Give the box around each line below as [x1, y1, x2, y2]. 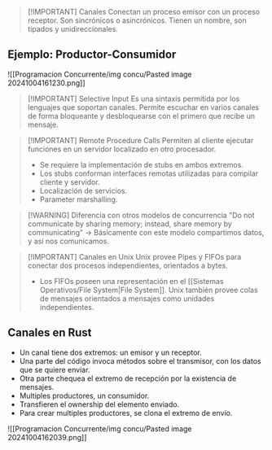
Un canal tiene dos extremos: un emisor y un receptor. [19, 347, 203, 357]
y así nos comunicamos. [27, 236, 109, 246]
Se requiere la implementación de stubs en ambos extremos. [39, 159, 243, 169]
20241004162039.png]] [7, 432, 87, 442]
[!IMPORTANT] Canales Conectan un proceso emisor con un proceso [27, 7, 261, 16]
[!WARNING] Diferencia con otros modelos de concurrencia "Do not [27, 210, 255, 220]
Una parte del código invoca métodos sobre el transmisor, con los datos [19, 356, 261, 365]
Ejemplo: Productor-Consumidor [7, 48, 177, 62]
